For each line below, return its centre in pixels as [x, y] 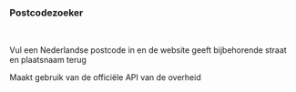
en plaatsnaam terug [48, 60]
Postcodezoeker [46, 13]
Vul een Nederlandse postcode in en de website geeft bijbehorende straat [148, 50]
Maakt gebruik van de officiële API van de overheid [106, 77]
